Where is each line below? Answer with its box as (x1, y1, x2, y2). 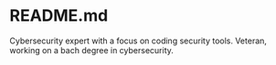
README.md (9, 5, 109, 26)
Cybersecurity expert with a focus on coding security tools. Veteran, (9, 35, 268, 46)
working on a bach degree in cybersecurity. (9, 44, 174, 55)
